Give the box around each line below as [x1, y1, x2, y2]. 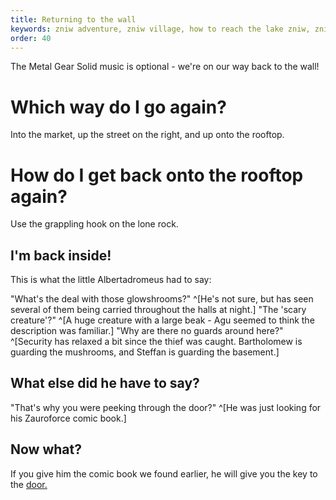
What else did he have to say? [10, 375, 200, 392]
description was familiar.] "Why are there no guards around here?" [10, 325, 284, 337]
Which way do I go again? [10, 96, 227, 118]
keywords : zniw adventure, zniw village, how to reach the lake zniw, [10, 24, 311, 34]
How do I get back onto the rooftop [10, 164, 304, 186]
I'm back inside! [10, 247, 112, 264]
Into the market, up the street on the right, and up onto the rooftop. [10, 129, 285, 141]
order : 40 [10, 33, 52, 43]
